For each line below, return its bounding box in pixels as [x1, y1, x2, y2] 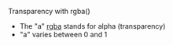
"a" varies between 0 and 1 [19, 30, 108, 39]
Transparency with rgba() [8, 7, 90, 16]
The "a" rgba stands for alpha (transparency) [19, 22, 166, 30]
